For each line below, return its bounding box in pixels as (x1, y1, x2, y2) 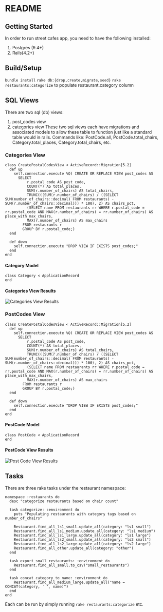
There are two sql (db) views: (5, 109, 64, 115)
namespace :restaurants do (5, 494, 60, 499)
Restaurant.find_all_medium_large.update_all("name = (14, 580, 125, 585)
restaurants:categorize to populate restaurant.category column (5, 82, 134, 88)
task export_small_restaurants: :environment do (9, 558, 110, 563)
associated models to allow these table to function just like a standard (12, 129, 152, 135)
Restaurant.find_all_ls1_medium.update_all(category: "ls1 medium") (14, 529, 156, 533)
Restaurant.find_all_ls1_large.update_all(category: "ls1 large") (14, 533, 151, 538)
